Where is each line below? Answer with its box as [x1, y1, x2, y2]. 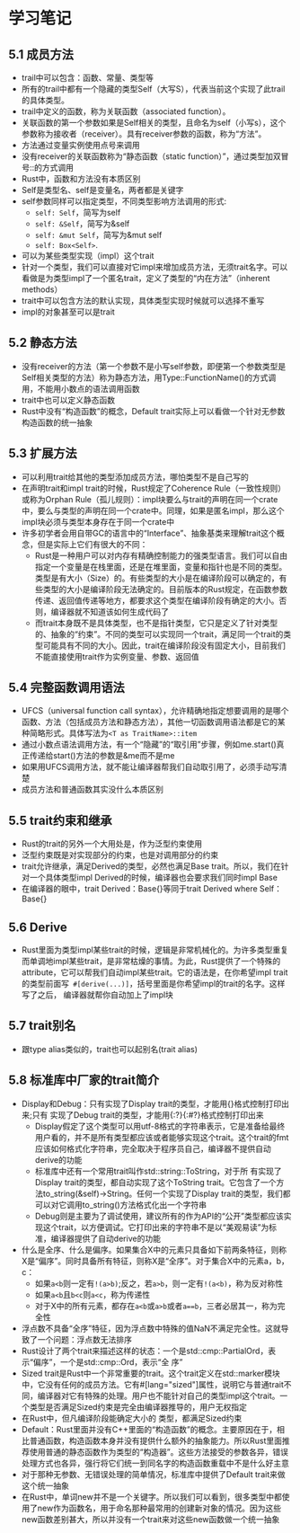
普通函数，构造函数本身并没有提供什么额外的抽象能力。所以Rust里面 [29, 1435, 283, 1446]
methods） [21, 284, 63, 295]
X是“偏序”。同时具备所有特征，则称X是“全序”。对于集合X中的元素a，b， [21, 1255, 289, 1266]
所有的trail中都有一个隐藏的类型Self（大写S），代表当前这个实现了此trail [21, 84, 286, 94]
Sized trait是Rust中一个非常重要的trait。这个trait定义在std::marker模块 [21, 1368, 280, 1378]
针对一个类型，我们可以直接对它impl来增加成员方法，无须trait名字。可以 [21, 261, 288, 272]
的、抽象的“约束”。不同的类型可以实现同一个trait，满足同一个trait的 [34, 628, 284, 639]
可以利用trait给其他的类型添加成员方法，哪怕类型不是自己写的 [21, 471, 249, 482]
